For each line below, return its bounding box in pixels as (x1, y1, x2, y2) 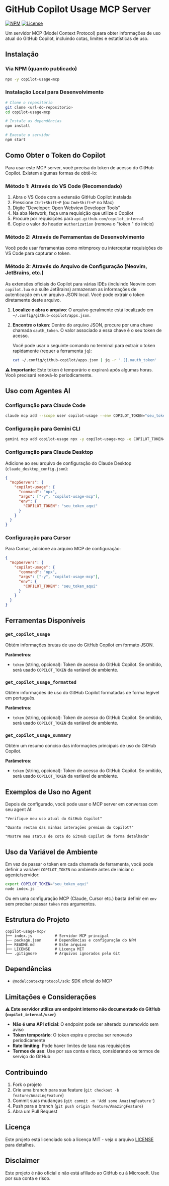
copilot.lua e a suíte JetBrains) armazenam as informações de (5, 286, 137, 292)
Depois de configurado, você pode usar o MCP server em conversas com (5, 801, 158, 807)
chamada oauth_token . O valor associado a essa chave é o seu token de (12, 327, 162, 333)
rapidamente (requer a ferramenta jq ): (12, 348, 92, 354)
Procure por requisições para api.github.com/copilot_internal (12, 216, 144, 222)
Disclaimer (5, 1156, 40, 1165)
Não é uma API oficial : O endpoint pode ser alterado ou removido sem (12, 1021, 159, 1027)
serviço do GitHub (12, 1054, 51, 1060)
